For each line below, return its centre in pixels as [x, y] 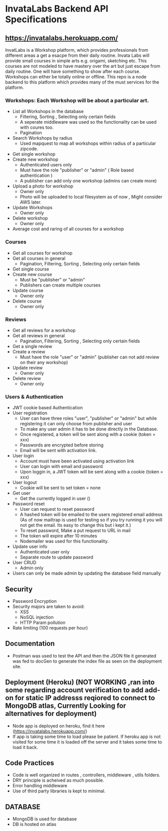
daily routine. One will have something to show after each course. [73, 71]
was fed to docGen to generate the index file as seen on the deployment [87, 661]
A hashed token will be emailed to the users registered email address [91, 515]
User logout [25, 483]
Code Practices [30, 763]
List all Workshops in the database [48, 112]
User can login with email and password [61, 467]
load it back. [25, 747]
